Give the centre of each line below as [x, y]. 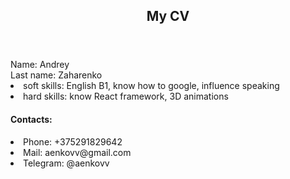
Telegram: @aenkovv [66, 163]
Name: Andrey [40, 65]
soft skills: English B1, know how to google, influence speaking [151, 86]
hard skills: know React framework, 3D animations [126, 96]
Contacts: [31, 119]
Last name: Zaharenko [56, 75]
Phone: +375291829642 [73, 141]
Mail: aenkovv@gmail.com [77, 152]
